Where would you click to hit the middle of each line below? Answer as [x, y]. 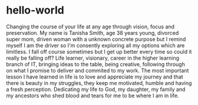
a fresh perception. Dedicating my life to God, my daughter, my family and [96, 89]
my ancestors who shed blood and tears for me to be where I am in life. [93, 96]
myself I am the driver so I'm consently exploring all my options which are [95, 45]
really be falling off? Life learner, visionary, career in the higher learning [93, 58]
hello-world [35, 10]
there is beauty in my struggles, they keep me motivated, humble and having [99, 83]
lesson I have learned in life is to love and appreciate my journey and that [95, 77]
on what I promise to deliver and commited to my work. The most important [98, 70]
